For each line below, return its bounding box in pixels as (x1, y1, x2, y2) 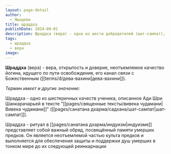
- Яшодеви (10, 17, 31, 22)
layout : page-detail (5, 7, 50, 13)
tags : (5, 36, 17, 41)
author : (5, 12, 22, 17)
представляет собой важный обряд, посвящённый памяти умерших (5, 126, 155, 133)
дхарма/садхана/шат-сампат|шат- (90, 106, 166, 112)
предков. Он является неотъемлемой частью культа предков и (5, 132, 144, 138)
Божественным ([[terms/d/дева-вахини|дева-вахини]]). (5, 75, 127, 81)
